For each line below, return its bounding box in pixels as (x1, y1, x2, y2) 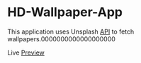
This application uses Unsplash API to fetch (7, 27, 135, 36)
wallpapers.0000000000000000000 (7, 34, 115, 43)
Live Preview (7, 48, 45, 57)
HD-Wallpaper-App (7, 4, 123, 20)
